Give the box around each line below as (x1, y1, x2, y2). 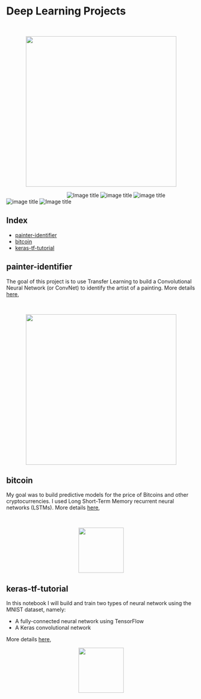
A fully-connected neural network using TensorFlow (14, 618, 144, 625)
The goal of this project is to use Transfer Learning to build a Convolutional (6, 278, 192, 285)
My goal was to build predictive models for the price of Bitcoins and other (6, 491, 188, 499)
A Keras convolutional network (14, 624, 91, 632)
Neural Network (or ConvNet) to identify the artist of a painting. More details (6, 284, 196, 291)
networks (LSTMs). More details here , (6, 504, 100, 511)
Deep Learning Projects (6, 4, 126, 18)
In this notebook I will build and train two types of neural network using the (6, 600, 191, 607)
